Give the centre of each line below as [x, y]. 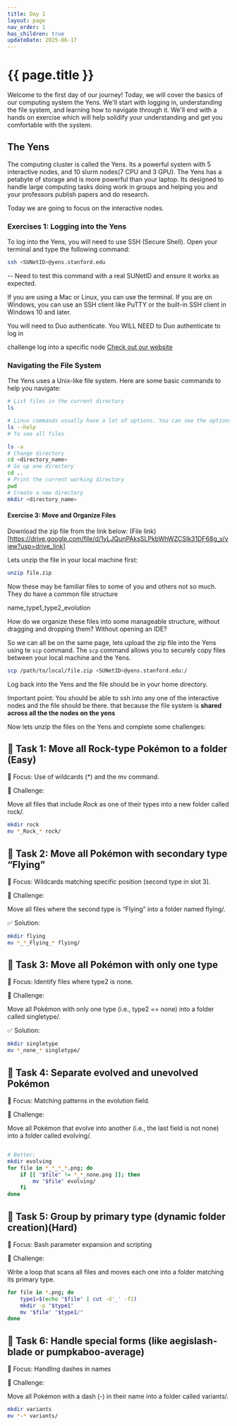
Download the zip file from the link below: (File [75, 531]
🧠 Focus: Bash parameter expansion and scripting [80, 1244]
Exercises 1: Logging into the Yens [67, 226]
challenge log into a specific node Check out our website [90, 347]
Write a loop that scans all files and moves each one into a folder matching [116, 1272]
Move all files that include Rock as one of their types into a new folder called [118, 804]
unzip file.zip [30, 573]
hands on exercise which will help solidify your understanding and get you [115, 118]
